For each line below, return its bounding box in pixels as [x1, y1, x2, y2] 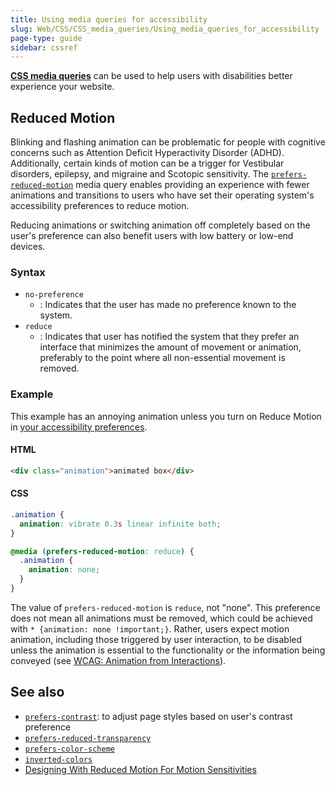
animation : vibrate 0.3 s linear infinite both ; [19, 519, 222, 529]
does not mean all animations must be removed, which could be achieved [10, 612, 313, 624]
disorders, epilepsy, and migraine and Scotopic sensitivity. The [10, 168, 269, 180]
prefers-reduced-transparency [24, 733, 152, 743]
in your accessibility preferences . [10, 421, 148, 433]
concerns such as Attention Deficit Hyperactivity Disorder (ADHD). [10, 147, 285, 159]
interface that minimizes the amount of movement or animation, [39, 341, 302, 353]
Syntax [10, 265, 46, 279]
